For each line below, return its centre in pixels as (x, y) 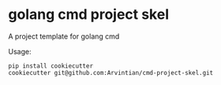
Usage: (20, 51)
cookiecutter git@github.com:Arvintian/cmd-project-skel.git (111, 72)
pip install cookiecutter (51, 66)
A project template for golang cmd (64, 36)
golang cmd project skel (89, 15)
